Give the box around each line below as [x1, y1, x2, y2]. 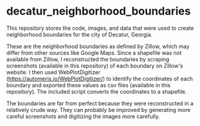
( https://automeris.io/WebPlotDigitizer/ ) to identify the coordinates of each [6, 75, 193, 82]
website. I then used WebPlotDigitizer [6, 68, 101, 75]
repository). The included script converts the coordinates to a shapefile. [6, 88, 187, 95]
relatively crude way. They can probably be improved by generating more [6, 106, 191, 113]
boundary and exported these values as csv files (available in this [6, 81, 171, 89]
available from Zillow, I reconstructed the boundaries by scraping [6, 55, 170, 63]
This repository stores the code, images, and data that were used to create [6, 24, 194, 32]
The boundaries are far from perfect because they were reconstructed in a [6, 99, 194, 107]
